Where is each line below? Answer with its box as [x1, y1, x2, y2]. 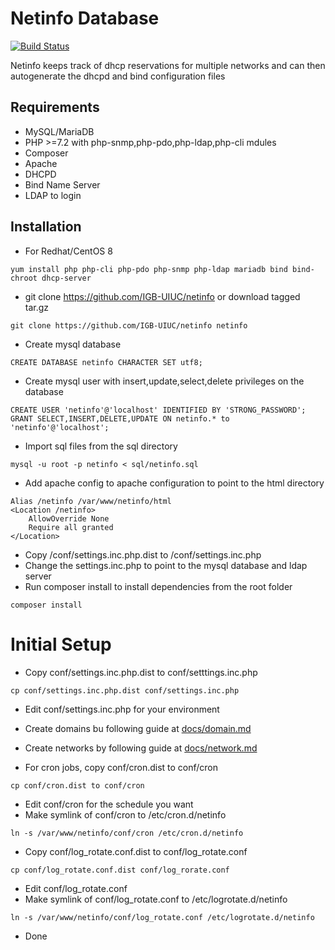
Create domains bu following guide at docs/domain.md [24, 722, 252, 734]
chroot [10, 273, 38, 283]
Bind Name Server [24, 178, 101, 191]
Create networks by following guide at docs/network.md [24, 742, 258, 754]
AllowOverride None [28, 513, 110, 524]
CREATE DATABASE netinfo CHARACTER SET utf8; [10, 357, 203, 367]
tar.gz [24, 301, 50, 313]
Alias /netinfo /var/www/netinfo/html [10, 496, 172, 506]
